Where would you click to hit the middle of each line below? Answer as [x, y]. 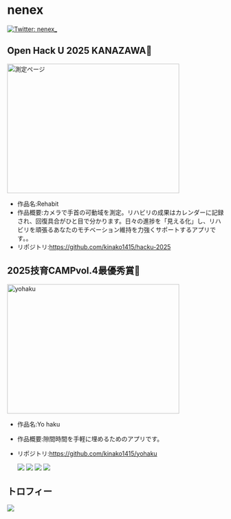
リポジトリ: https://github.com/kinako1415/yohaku [87, 453]
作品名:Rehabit [38, 204]
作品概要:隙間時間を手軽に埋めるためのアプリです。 [90, 439]
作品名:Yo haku [38, 424]
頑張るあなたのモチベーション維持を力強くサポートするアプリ [123, 229]
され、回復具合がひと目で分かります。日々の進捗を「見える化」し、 [113, 221]
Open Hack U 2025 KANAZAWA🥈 [80, 51]
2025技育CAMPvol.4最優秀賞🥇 [74, 271]
